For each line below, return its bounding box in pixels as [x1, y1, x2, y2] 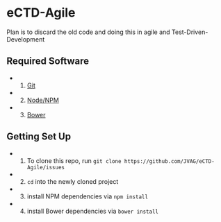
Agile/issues [26, 164, 65, 171]
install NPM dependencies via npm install [26, 192, 149, 200]
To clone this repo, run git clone [26, 156, 122, 164]
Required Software [6, 55, 90, 67]
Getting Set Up [6, 130, 71, 143]
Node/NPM [26, 96, 60, 104]
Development [6, 35, 45, 43]
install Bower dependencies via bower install [26, 207, 159, 215]
